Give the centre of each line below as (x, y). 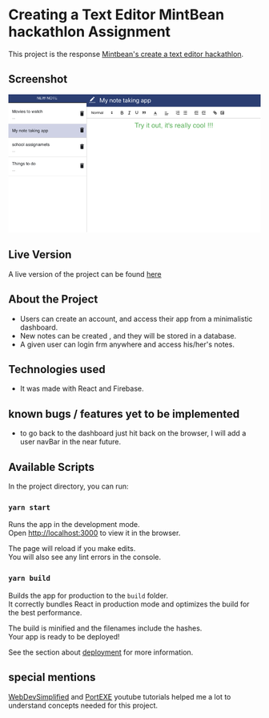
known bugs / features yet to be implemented (124, 414)
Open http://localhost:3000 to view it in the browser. (94, 533)
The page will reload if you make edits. (72, 549)
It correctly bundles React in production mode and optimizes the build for (129, 604)
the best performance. (45, 612)
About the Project (53, 300)
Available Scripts (51, 467)
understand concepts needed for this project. (83, 705)
